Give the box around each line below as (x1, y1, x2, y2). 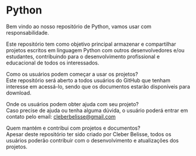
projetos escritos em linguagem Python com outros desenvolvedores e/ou (6, 46, 185, 53)
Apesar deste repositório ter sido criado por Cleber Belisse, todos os (6, 130, 171, 138)
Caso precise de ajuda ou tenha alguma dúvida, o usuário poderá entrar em (6, 107, 188, 114)
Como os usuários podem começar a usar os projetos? (6, 70, 139, 77)
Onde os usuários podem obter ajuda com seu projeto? (6, 100, 139, 107)
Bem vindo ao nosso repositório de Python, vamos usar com (6, 23, 152, 30)
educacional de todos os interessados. (6, 59, 99, 66)
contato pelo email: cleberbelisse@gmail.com (6, 113, 116, 120)
